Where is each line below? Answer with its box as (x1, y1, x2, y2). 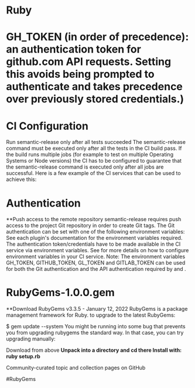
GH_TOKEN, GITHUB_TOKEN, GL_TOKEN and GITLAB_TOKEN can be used (6, 259, 186, 266)
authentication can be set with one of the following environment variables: (6, 228, 185, 235)
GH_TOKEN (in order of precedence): (6, 30, 189, 44)
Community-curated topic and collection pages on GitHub (6, 364, 146, 372)
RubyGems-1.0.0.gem (6, 286, 115, 299)
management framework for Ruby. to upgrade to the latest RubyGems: (6, 311, 176, 319)
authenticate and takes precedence (6, 80, 183, 94)
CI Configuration (6, 119, 89, 132)
